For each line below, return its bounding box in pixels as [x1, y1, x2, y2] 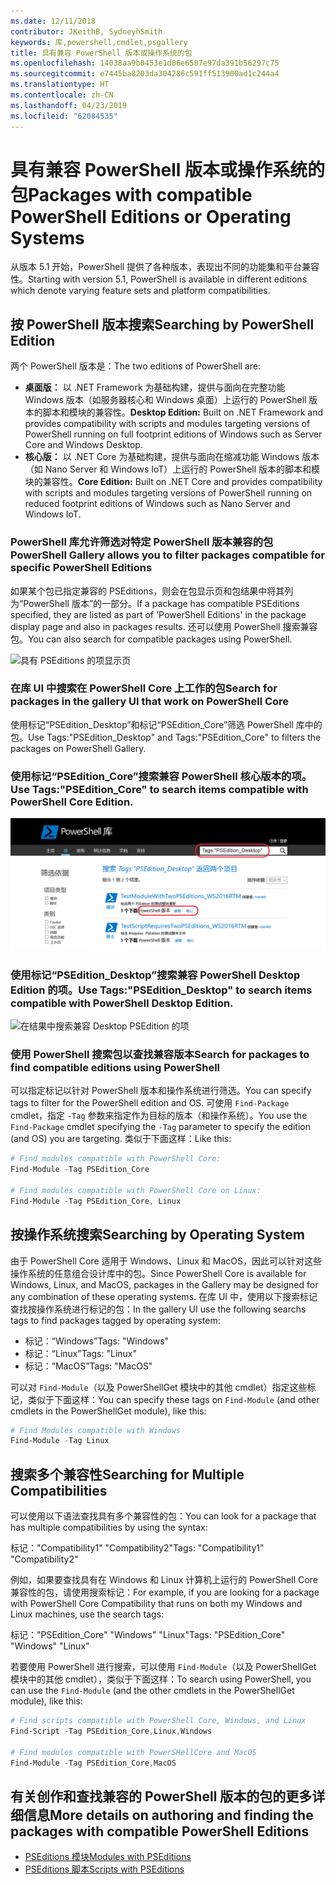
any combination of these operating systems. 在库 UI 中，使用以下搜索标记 [10, 1290, 318, 1302]
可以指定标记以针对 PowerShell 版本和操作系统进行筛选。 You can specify [10, 1085, 312, 1097]
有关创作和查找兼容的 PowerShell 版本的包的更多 [10, 1788, 313, 1805]
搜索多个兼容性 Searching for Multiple [10, 1466, 245, 1483]
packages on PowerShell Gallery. [10, 742, 147, 754]
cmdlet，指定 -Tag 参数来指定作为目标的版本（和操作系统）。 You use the [10, 1110, 308, 1122]
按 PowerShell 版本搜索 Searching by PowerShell [10, 316, 315, 333]
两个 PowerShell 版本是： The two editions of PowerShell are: [10, 360, 261, 372]
